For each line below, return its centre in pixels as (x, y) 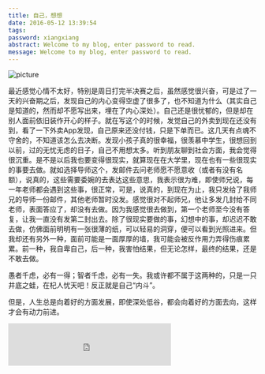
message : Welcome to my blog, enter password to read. (100, 52)
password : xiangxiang (44, 37)
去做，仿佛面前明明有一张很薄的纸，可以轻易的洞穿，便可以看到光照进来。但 (132, 229)
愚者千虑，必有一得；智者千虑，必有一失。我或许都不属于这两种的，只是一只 (132, 275)
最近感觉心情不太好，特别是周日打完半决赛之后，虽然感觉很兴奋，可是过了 (129, 91)
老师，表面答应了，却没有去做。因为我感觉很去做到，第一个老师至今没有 (125, 209)
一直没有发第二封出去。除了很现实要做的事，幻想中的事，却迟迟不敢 (146, 219)
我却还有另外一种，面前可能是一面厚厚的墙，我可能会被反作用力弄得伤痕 (125, 239)
